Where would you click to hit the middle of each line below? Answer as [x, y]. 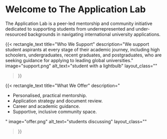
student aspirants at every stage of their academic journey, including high [82, 49]
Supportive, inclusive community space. [55, 112]
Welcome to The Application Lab [76, 9]
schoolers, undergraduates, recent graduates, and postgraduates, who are [83, 55]
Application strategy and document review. [58, 101]
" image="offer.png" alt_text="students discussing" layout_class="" [76, 121]
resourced [16, 34]
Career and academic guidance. [46, 106]
